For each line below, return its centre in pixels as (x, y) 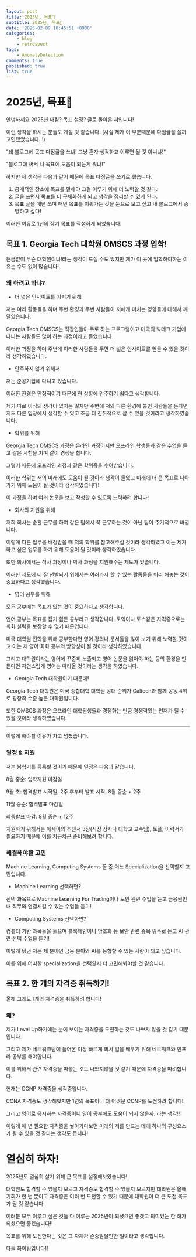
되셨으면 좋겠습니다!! (29, 1223)
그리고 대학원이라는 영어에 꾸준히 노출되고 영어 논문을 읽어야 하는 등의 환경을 (93, 659)
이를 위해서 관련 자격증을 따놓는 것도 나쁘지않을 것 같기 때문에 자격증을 (86, 1069)
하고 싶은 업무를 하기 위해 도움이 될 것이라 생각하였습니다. (71, 550)
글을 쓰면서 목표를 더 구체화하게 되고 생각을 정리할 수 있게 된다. (86, 196)
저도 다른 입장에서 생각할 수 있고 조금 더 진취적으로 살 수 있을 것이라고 (85, 413)
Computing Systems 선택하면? (50, 918)
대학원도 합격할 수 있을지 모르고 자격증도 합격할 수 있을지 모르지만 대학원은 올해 (96, 1189)
